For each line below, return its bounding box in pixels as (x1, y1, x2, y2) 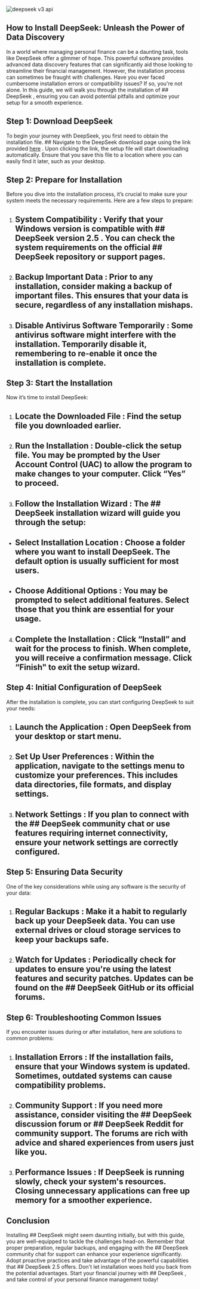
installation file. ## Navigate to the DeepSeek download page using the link (6, 138, 191, 146)
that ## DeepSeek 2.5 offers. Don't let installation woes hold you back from (6, 1263, 192, 1270)
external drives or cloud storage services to (14, 925, 181, 935)
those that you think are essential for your (14, 604, 174, 615)
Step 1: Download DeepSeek (6, 117, 113, 127)
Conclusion (6, 1215, 50, 1226)
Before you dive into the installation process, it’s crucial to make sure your (6, 191, 188, 198)
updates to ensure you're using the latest (14, 964, 171, 974)
